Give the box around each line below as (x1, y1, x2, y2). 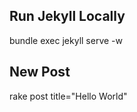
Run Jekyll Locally (9, 8, 126, 25)
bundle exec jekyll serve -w (9, 34, 123, 46)
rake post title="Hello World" (9, 90, 128, 102)
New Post (9, 64, 71, 81)
